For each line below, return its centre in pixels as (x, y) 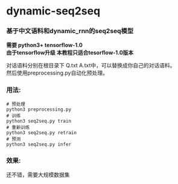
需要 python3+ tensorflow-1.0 (44, 45)
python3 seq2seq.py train (39, 121)
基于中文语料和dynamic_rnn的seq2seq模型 (70, 31)
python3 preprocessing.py (39, 109)
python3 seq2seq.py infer (39, 144)
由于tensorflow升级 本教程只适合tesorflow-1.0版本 (70, 53)
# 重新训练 (18, 127)
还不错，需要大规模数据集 (38, 175)
